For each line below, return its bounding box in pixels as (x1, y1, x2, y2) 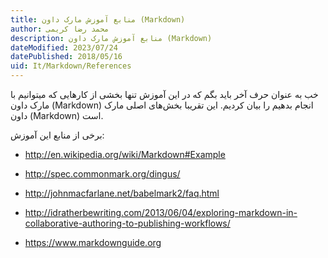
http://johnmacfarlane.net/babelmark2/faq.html (24, 187, 220, 199)
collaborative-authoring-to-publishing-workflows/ (24, 217, 231, 229)
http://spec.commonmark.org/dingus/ (24, 168, 181, 180)
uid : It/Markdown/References (10, 61, 132, 71)
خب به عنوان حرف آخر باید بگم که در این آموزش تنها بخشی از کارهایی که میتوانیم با (10, 89, 319, 100)
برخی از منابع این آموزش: (10, 129, 105, 141)
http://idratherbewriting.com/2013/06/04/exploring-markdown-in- (24, 207, 298, 218)
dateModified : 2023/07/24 (10, 42, 118, 53)
